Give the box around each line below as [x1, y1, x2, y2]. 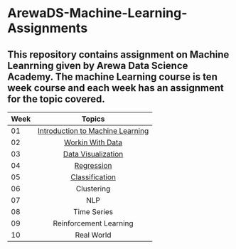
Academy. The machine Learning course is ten [7, 70, 218, 83]
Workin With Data [63, 137, 123, 147]
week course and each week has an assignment [7, 82, 224, 94]
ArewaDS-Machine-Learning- [7, 5, 188, 21]
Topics [81, 114, 105, 124]
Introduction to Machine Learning [38, 126, 149, 136]
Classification [70, 172, 116, 182]
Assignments [7, 20, 88, 36]
